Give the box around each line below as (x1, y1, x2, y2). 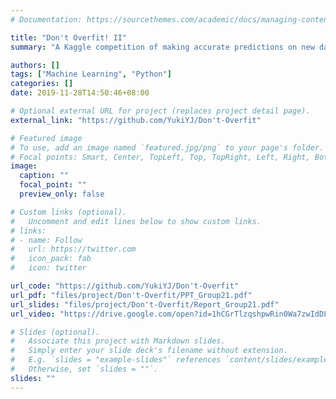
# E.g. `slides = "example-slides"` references (10, 355, 222, 365)
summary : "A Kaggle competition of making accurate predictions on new (10, 42, 315, 52)
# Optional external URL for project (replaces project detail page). (10, 106, 311, 116)
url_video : (10, 309, 56, 319)
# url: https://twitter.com (10, 244, 137, 255)
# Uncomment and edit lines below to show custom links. (10, 216, 262, 226)
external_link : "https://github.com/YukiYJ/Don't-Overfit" (10, 115, 262, 125)
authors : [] (10, 60, 60, 70)
